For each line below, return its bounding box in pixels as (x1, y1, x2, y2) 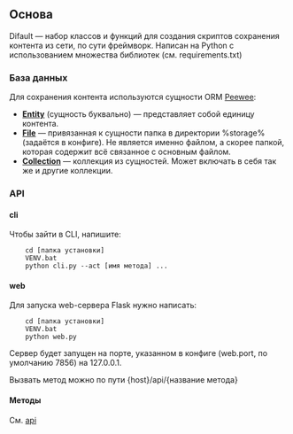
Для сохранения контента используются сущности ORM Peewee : (9, 92, 257, 103)
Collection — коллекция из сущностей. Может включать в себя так (21, 156, 277, 167)
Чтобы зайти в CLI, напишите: (9, 229, 121, 240)
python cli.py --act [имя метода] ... (25, 261, 168, 271)
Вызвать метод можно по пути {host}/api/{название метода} (9, 375, 239, 385)
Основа (9, 7, 53, 22)
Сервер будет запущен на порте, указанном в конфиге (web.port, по (9, 348, 268, 359)
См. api (9, 415, 37, 425)
